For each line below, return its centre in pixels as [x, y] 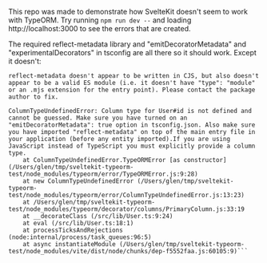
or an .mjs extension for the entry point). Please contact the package [132, 90]
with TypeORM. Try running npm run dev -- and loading [100, 20]
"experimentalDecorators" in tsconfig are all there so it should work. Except [133, 53]
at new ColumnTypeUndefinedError [78, 181]
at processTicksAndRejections [73, 230]
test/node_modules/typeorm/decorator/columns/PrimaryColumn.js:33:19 [127, 209]
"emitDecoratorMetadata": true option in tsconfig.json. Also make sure [132, 125]
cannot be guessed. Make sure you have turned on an [98, 118]
